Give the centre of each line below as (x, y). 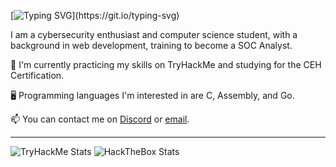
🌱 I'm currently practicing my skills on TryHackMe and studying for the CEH (166, 64)
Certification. (37, 75)
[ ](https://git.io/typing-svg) (95, 15)
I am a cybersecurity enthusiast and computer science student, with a (154, 34)
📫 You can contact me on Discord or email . (100, 119)
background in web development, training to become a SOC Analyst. (151, 45)
